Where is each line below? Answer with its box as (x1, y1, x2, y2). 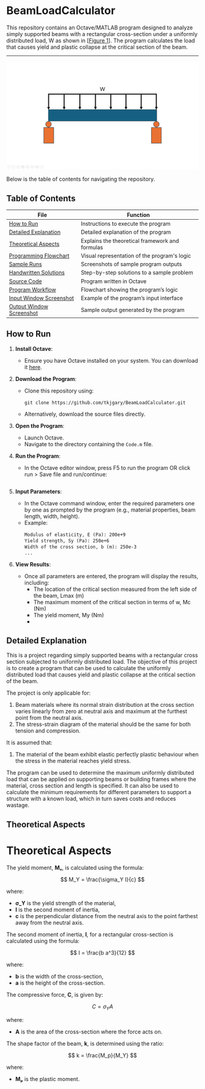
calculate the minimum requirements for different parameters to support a (6, 789, 192, 796)
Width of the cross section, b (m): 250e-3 (24, 544, 137, 550)
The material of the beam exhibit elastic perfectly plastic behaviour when (15, 751, 199, 758)
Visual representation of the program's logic (81, 251, 192, 259)
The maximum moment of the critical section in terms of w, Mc (33, 598, 191, 606)
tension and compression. (15, 727, 81, 734)
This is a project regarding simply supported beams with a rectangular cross (6, 651, 198, 659)
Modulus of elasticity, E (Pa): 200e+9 (24, 532, 126, 538)
